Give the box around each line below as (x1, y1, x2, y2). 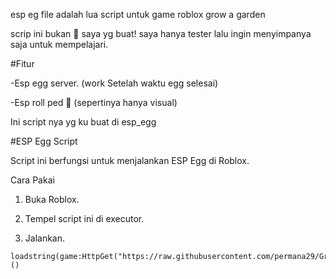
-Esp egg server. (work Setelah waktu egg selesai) (10, 77, 219, 89)
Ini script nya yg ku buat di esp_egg (10, 116, 157, 128)
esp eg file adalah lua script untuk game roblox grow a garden (10, 9, 266, 20)
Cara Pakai (10, 174, 55, 186)
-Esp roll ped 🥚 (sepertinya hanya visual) (10, 97, 178, 108)
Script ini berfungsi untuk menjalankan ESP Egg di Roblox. (10, 155, 250, 166)
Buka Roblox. (24, 194, 80, 205)
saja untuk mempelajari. (10, 39, 109, 50)
